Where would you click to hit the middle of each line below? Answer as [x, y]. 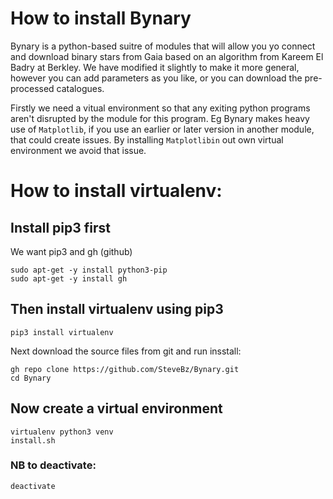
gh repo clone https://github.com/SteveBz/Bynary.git [125, 369]
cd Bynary [31, 378]
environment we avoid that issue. [78, 150]
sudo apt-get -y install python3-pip [89, 270]
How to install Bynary [101, 18]
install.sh [33, 440]
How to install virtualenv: [116, 191]
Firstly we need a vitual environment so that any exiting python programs [160, 108]
